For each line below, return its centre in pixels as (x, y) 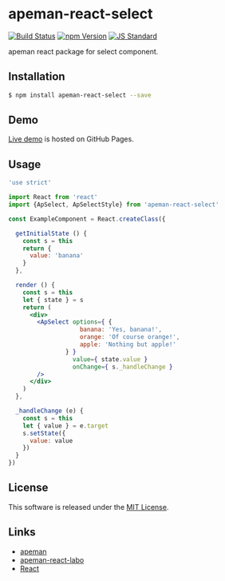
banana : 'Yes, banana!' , (120, 330)
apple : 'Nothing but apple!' (128, 344)
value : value (51, 440)
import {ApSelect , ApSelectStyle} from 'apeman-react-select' (114, 205)
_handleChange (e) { (49, 411)
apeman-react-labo (52, 559)
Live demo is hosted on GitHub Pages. (71, 139)
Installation (37, 77)
